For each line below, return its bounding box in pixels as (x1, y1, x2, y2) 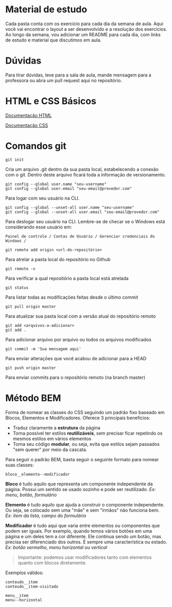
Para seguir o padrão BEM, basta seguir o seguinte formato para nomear (5, 456, 159, 462)
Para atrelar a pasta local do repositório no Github (5, 256, 111, 262)
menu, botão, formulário (5, 492, 57, 498)
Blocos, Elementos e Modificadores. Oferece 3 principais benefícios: (5, 415, 150, 421)
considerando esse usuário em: (5, 224, 72, 230)
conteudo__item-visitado (5, 584, 59, 589)
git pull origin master (5, 304, 56, 309)
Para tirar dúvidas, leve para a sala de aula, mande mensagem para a (5, 72, 151, 78)
